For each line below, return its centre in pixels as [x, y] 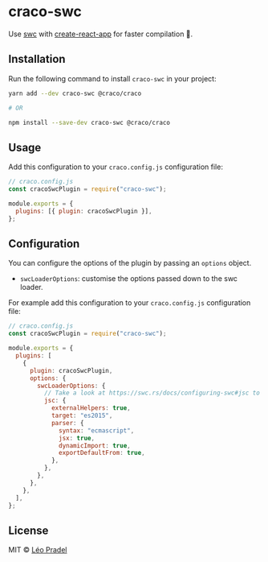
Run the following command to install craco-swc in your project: [112, 78]
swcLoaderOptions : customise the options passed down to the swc [129, 279]
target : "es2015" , [82, 415]
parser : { [67, 423]
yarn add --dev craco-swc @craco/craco [75, 93]
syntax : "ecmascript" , [97, 430]
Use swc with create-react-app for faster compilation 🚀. [101, 34]
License [28, 530]
